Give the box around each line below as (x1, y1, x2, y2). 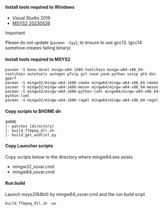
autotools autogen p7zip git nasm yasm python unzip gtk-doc (27, 72, 156, 77)
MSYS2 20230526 (12, 20, 51, 26)
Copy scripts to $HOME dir (5, 108, 61, 114)
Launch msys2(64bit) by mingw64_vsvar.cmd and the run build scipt (5, 192, 145, 198)
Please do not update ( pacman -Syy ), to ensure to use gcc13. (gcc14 (5, 40, 142, 46)
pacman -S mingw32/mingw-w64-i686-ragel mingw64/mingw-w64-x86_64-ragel (5, 98, 159, 103)
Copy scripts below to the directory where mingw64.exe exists (5, 154, 133, 160)
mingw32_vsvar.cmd (12, 163, 55, 169)
